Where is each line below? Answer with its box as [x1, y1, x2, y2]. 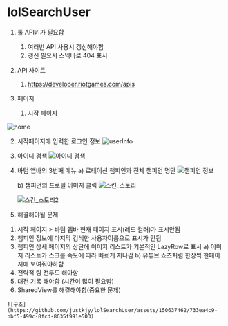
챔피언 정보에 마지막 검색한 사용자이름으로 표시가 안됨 [17, 233, 162, 242]
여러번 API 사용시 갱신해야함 [27, 42, 104, 51]
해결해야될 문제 [17, 210, 59, 219]
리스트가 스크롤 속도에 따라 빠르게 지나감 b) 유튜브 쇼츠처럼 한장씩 [24, 251, 202, 260]
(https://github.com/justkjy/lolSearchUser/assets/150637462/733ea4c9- [7, 307, 218, 314]
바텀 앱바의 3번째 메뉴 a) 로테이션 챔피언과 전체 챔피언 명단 [17, 166, 176, 174]
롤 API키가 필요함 [17, 28, 64, 36]
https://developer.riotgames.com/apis [27, 80, 135, 88]
